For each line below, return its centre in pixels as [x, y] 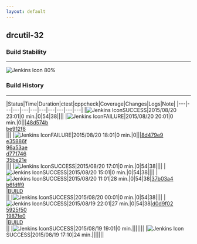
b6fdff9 [15, 185]
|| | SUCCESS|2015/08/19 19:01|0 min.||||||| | [77, 228]
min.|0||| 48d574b [27, 122]
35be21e [17, 160]
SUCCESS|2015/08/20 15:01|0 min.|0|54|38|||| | [100, 172]
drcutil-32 [25, 35]
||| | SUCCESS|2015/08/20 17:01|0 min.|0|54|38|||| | [86, 166]
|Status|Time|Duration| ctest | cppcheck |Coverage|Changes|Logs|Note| [91, 104]
